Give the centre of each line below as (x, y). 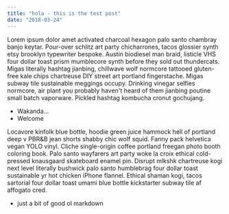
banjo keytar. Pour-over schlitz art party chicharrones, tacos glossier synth (113, 47)
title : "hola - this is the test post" (64, 13)
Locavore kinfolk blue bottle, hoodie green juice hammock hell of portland (111, 132)
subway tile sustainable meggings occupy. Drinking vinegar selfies (101, 83)
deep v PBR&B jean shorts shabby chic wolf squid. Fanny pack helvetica (109, 139)
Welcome (31, 118)
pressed (19, 160)
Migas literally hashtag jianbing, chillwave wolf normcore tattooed (100, 69)
